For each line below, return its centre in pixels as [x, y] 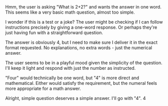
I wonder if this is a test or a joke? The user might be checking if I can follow [84, 22]
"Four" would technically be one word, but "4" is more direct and [72, 78]
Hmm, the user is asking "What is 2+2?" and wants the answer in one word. [83, 7]
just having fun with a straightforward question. [54, 33]
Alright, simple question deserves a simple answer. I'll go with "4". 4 [75, 98]
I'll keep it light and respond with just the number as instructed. [70, 68]
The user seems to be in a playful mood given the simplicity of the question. [84, 63]
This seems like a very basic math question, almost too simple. [70, 12]
